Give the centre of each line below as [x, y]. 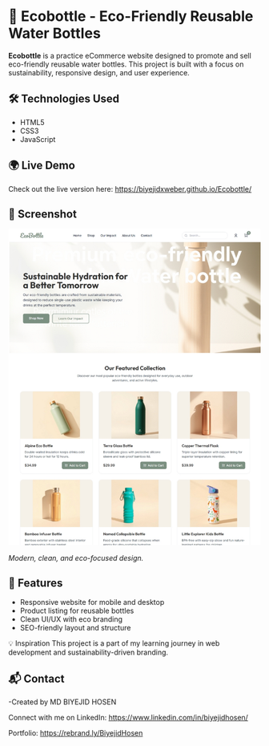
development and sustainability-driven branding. [88, 652]
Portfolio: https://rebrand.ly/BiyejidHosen [76, 733]
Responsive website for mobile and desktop [92, 602]
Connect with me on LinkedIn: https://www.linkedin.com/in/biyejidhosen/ [128, 718]
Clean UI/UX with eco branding [71, 619]
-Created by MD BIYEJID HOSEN [62, 702]
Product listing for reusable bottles [77, 611]
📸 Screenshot [43, 214]
